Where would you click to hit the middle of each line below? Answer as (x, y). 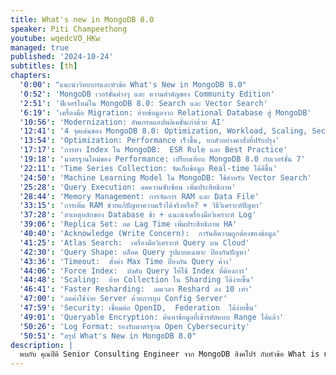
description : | (42, 345)
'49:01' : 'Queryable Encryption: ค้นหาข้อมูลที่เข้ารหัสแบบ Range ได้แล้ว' (152, 317)
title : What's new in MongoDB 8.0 (82, 19)
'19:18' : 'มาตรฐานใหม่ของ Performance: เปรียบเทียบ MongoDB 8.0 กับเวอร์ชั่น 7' (162, 159)
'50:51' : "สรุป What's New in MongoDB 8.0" (108, 336)
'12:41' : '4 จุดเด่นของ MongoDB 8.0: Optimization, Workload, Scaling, (163, 131)
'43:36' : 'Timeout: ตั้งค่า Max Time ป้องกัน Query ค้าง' (126, 261)
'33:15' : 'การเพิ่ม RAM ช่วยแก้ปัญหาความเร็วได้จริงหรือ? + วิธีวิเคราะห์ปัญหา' (141, 206)
